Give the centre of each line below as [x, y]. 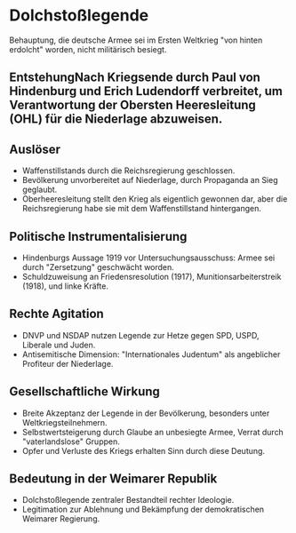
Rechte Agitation [56, 314]
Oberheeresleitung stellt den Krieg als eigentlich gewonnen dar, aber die [155, 199]
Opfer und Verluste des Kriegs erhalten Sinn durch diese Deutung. [143, 450]
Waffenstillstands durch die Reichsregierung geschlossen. [128, 171]
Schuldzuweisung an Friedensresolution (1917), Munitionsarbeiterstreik [152, 276]
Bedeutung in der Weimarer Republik [113, 478]
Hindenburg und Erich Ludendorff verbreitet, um [146, 91]
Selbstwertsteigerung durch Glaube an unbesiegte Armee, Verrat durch [153, 432]
